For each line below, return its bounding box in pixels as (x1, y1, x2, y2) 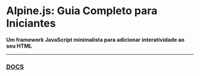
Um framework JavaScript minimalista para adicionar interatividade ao (6, 36, 185, 43)
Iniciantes (6, 16, 56, 30)
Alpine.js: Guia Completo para (6, 4, 158, 18)
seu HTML (6, 42, 32, 49)
